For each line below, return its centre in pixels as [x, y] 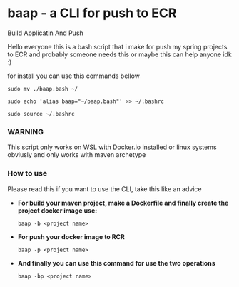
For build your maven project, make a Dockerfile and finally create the [123, 203]
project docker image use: [57, 210]
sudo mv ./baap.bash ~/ [43, 89]
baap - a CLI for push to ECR [92, 13]
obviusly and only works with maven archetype [77, 155]
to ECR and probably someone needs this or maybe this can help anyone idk [119, 54]
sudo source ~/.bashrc [41, 114]
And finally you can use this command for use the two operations [116, 263]
